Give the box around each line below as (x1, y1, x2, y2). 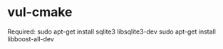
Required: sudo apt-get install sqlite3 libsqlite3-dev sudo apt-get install (7, 27, 216, 36)
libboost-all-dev (7, 34, 55, 43)
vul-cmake (7, 4, 73, 20)
